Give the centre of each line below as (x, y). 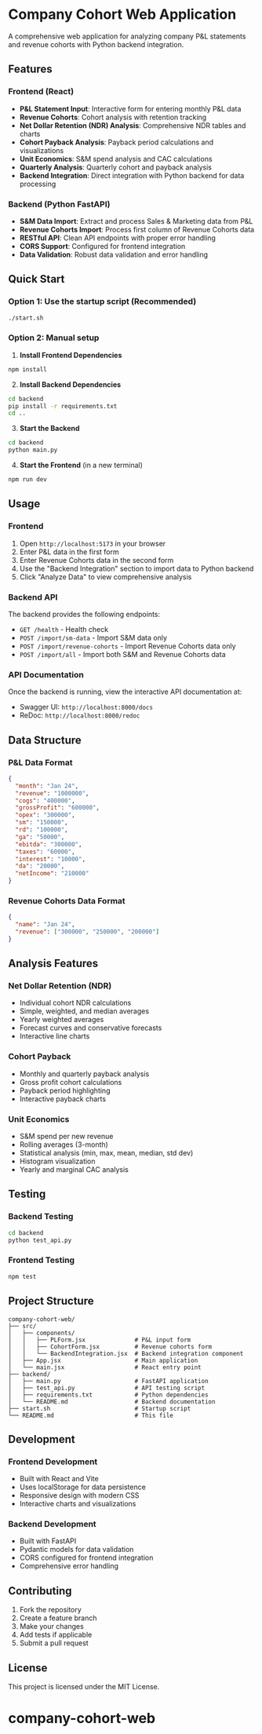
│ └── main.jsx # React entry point (105, 1367)
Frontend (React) (41, 92)
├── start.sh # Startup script (100, 1408)
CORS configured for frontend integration (86, 1558)
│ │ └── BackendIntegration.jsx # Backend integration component (126, 1353)
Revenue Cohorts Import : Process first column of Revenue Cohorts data (137, 229)
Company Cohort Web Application (122, 15)
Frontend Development (53, 1462)
